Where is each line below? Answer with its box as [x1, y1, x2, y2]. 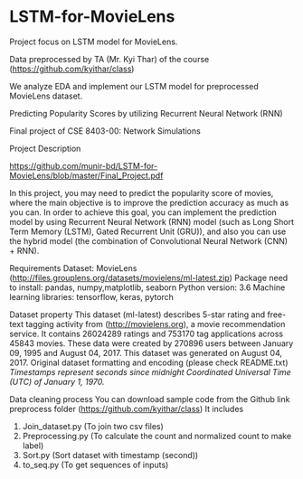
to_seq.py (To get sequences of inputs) [22, 459, 169, 470]
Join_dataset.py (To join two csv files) [22, 420, 165, 431]
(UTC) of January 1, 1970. [9, 376, 105, 387]
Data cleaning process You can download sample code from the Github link [9, 393, 290, 404]
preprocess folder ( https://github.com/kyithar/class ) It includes [9, 403, 244, 414]
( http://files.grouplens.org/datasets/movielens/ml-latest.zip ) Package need [9, 272, 289, 283]
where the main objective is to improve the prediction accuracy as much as [9, 197, 289, 208]
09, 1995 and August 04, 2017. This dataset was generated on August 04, [9, 347, 283, 358]
